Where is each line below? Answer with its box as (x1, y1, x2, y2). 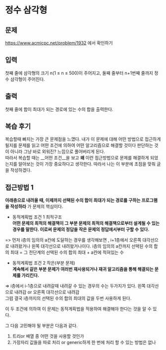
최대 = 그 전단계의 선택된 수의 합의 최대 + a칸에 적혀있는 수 (10, 249, 124, 256)
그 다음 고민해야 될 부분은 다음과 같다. (5, 323, 78, 329)
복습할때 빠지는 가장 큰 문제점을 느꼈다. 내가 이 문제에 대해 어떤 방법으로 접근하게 (5, 136, 161, 142)
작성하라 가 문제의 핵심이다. (10, 204, 63, 210)
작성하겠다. (10, 167, 32, 173)
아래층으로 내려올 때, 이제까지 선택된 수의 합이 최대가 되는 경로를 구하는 (5, 197, 141, 204)
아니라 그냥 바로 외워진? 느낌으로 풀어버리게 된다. (10, 148, 106, 154)
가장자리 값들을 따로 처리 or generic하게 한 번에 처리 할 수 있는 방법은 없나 (12, 340, 156, 346)
